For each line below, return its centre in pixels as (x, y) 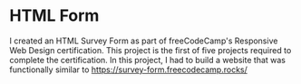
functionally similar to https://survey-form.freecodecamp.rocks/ (128, 70)
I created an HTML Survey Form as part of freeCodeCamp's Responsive (144, 41)
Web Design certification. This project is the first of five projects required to (150, 50)
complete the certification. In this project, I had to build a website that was (147, 60)
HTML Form (54, 16)
